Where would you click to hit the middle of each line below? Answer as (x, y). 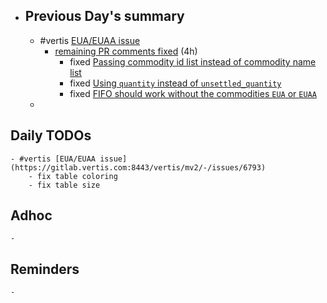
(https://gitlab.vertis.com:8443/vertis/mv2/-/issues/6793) (138, 167)
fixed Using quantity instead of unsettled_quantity (175, 83)
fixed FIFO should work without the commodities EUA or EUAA (193, 93)
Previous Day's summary (104, 16)
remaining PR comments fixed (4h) (126, 51)
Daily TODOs (51, 135)
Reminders (45, 269)
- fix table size (64, 185)
